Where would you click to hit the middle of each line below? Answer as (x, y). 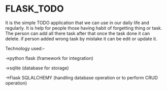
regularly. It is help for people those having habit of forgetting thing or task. (84, 28)
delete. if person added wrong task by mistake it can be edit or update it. (81, 39)
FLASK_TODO (35, 9)
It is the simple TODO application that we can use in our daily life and (77, 23)
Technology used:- (25, 48)
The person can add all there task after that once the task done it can (78, 33)
